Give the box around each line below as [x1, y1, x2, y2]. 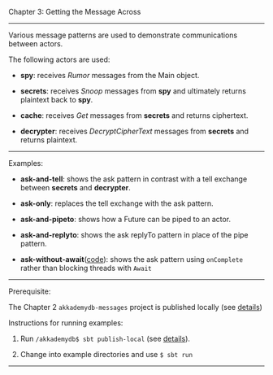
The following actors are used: [8, 55, 110, 64]
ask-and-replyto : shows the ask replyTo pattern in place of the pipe [19, 230, 249, 239]
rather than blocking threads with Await [19, 264, 152, 273]
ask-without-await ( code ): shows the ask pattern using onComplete [19, 255, 244, 264]
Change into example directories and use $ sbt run [19, 350, 193, 359]
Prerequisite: [8, 286, 51, 296]
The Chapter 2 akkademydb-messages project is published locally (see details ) [8, 303, 262, 312]
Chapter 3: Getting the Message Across [8, 7, 141, 16]
